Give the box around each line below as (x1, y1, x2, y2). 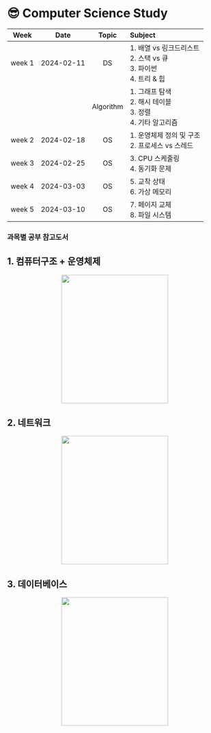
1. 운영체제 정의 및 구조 (129, 130, 201, 140)
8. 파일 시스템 (129, 210, 172, 219)
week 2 (10, 135, 34, 145)
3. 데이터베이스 (7, 578, 68, 590)
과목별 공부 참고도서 (7, 232, 69, 242)
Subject (129, 30, 156, 40)
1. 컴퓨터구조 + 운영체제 (7, 256, 101, 267)
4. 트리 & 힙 (129, 74, 165, 84)
